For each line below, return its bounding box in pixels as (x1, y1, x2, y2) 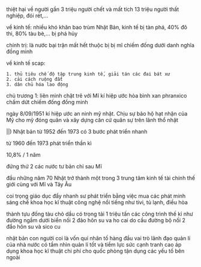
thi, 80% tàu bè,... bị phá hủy (6, 30, 78, 37)
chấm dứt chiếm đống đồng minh (6, 99, 88, 105)
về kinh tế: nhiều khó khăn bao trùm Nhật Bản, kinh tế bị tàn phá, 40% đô (6, 24, 188, 31)
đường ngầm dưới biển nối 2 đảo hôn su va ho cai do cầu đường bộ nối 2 (6, 217, 186, 224)
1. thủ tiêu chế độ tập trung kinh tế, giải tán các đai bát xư (6, 71, 170, 77)
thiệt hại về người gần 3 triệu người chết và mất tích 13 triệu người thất (6, 6, 179, 13)
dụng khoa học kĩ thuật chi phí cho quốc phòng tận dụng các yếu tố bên (6, 247, 185, 254)
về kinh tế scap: (6, 60, 46, 66)
